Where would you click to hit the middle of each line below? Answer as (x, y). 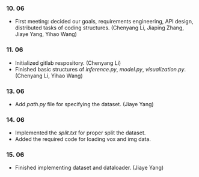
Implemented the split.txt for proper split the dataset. (80, 133)
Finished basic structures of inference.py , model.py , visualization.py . (100, 69)
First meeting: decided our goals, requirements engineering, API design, (104, 22)
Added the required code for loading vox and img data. (83, 139)
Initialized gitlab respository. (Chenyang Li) (68, 63)
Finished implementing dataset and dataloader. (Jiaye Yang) (89, 168)
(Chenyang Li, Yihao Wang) (49, 76)
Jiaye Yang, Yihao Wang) (46, 34)
